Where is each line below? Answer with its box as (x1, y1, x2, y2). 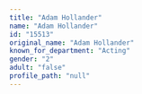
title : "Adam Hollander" (9, 13, 102, 22)
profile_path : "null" (9, 72, 91, 81)
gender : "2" (9, 55, 54, 64)
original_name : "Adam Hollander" (9, 38, 135, 47)
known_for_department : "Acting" (9, 47, 130, 56)
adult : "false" (9, 64, 67, 73)
